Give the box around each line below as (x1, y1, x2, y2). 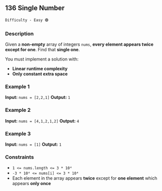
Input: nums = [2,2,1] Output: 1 (5, 95, 70, 100)
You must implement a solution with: (5, 56, 79, 62)
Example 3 (5, 130, 31, 137)
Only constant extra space (12, 71, 68, 77)
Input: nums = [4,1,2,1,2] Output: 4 (5, 118, 79, 124)
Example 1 (5, 83, 30, 90)
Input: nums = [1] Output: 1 (5, 141, 62, 147)
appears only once (12, 181, 51, 187)
